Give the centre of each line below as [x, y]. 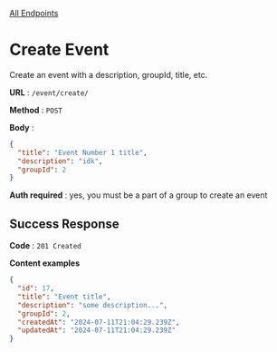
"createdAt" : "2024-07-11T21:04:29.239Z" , [99, 322]
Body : [22, 127]
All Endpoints [34, 13]
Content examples [45, 263]
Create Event [59, 50]
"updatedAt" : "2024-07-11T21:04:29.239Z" [97, 330]
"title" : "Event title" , [64, 297]
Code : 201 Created [45, 246]
